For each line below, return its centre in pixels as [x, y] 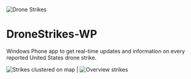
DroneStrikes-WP [52, 34]
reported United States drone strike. [52, 58]
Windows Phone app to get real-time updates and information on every [95, 51]
